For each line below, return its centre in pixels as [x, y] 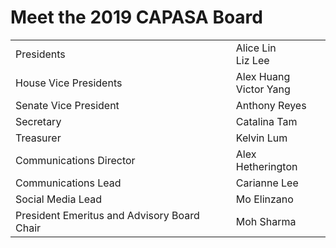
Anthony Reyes [271, 105]
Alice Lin [256, 48]
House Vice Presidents [69, 83]
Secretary [38, 121]
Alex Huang [263, 76]
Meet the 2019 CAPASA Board [136, 17]
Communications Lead [68, 183]
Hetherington [266, 166]
